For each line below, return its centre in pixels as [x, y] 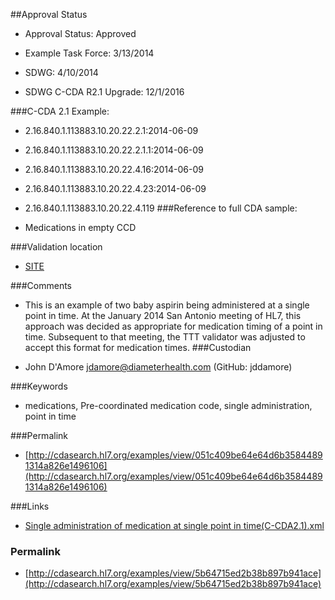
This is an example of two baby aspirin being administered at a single [167, 305]
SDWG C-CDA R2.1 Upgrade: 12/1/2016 [104, 92]
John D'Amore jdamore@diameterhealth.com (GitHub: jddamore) [158, 367]
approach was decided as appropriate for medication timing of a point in [173, 326]
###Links [30, 506]
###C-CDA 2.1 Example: [60, 111]
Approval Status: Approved [80, 33]
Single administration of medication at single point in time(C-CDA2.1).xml [174, 525]
